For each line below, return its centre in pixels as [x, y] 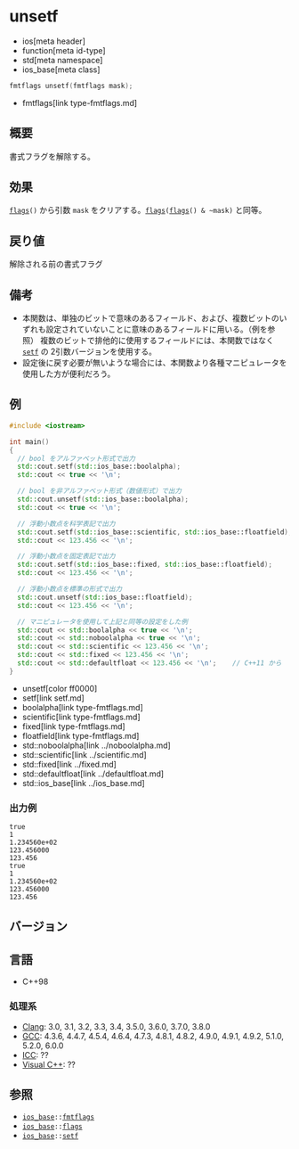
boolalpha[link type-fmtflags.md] [83, 707]
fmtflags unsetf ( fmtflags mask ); [71, 86]
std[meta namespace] [62, 60]
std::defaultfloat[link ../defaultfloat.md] [93, 774]
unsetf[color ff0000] [60, 688]
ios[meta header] [54, 41]
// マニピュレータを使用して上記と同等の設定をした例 [103, 621]
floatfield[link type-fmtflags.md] [81, 735]
